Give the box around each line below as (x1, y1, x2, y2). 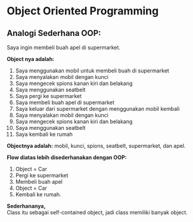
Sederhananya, (7, 202, 46, 209)
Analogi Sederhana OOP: (7, 28, 101, 38)
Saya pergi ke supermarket (15, 93, 82, 99)
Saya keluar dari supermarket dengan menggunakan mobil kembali (15, 105, 180, 112)
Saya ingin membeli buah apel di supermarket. (7, 44, 121, 51)
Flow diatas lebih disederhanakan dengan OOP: (7, 154, 127, 161)
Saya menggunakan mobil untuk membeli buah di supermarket (15, 67, 169, 74)
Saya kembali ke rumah (15, 130, 73, 138)
